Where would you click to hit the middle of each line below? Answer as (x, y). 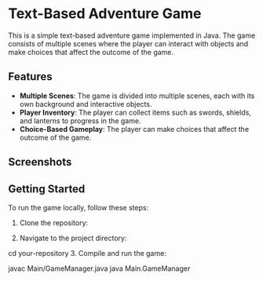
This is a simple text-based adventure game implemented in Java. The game (132, 35)
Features (30, 77)
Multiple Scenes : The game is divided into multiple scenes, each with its (137, 96)
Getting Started (47, 189)
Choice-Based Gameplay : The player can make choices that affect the (134, 129)
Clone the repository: (54, 223)
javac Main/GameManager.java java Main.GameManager (99, 268)
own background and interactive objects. (86, 104)
